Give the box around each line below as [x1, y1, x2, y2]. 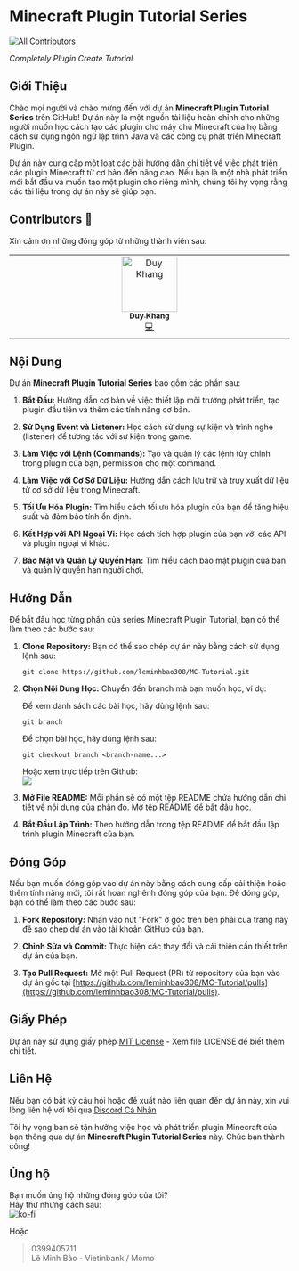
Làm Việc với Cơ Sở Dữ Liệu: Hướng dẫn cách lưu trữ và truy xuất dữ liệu [21, 475, 289, 486]
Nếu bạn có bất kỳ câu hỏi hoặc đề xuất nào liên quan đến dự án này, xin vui [9, 1095, 290, 1105]
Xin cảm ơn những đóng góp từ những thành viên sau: [9, 235, 207, 246]
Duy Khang [129, 311, 170, 322]
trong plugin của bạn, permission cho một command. [21, 458, 217, 468]
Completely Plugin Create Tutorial [9, 53, 133, 63]
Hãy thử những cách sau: [9, 1200, 102, 1210]
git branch [21, 718, 63, 727]
